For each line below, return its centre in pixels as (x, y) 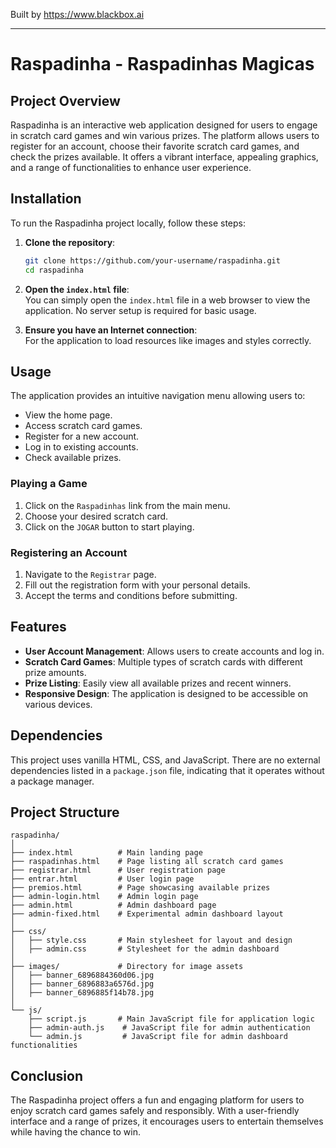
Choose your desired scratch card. (96, 516)
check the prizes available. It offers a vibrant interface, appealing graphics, (164, 157)
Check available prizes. (73, 458)
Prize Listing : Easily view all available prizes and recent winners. (158, 683)
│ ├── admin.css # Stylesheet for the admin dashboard (145, 949)
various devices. (58, 704)
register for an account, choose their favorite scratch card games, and (155, 146)
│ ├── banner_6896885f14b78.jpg (82, 993)
